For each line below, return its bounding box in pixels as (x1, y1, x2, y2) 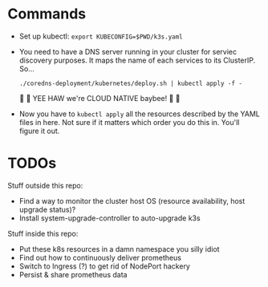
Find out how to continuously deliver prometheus (18, 253, 182, 262)
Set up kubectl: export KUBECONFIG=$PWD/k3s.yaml (18, 31, 183, 41)
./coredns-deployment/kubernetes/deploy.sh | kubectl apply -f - (18, 79, 242, 87)
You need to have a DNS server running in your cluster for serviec (18, 46, 238, 56)
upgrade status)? (18, 204, 76, 214)
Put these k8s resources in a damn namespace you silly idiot (18, 244, 220, 253)
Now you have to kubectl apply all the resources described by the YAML (18, 109, 260, 119)
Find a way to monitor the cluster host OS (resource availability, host (18, 196, 246, 205)
